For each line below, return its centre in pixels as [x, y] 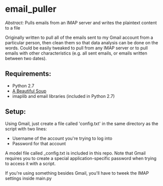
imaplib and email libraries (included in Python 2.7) [63, 96]
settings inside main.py [28, 178]
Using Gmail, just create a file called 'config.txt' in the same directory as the [82, 124]
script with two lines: [26, 128]
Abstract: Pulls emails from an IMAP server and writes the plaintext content [81, 23]
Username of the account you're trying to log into [62, 138]
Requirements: [28, 74]
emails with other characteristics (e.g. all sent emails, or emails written [76, 53]
